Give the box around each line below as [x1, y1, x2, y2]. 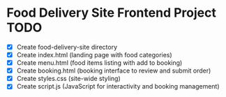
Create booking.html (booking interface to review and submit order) [16, 66, 211, 75]
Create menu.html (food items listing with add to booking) [16, 59, 183, 67]
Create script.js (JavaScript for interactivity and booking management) [16, 82, 220, 91]
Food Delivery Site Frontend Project [6, 5, 217, 21]
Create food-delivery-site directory [16, 43, 118, 51]
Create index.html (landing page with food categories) [16, 51, 172, 59]
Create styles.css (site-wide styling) [16, 75, 121, 83]
